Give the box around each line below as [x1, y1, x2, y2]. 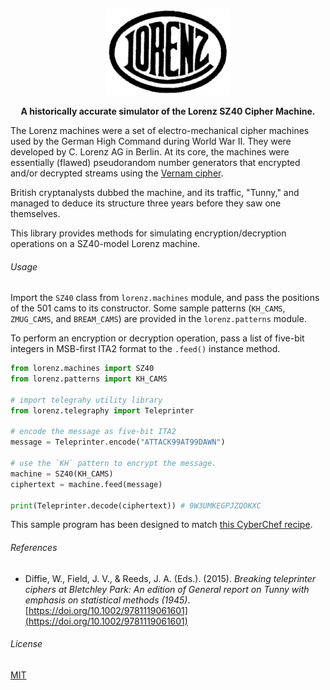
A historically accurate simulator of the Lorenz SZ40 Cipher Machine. [20, 105, 316, 117]
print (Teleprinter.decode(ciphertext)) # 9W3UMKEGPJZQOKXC [10, 500, 262, 511]
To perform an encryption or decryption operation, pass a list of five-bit [10, 332, 305, 344]
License [10, 638, 43, 650]
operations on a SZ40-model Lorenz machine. [10, 238, 201, 249]
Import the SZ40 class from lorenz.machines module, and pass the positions [10, 292, 320, 304]
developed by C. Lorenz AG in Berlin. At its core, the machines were [10, 146, 290, 158]
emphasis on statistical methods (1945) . [24, 594, 191, 606]
